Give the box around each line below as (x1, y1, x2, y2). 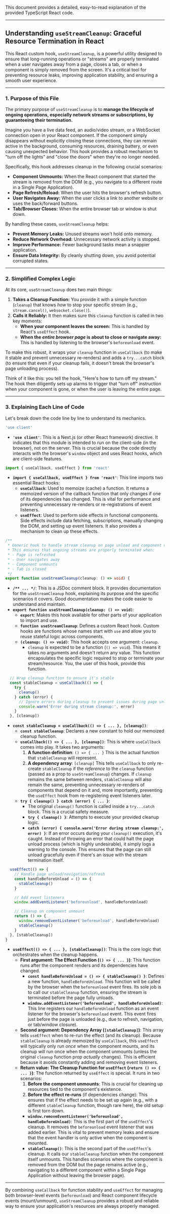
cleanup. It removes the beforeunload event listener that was (27, 1124, 154, 1130)
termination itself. (27, 857, 64, 863)
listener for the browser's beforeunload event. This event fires (27, 1011, 156, 1017)
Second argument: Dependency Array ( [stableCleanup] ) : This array (20, 1027, 164, 1033)
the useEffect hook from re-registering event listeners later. (27, 793, 152, 799)
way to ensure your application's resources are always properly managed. (5, 1203, 160, 1209)
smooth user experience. (5, 77, 57, 83)
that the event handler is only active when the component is (27, 1135, 153, 1141)
